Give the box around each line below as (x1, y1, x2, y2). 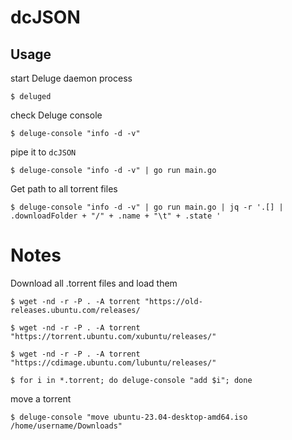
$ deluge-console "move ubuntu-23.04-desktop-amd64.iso (10, 412, 248, 422)
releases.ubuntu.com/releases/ (10, 305, 141, 315)
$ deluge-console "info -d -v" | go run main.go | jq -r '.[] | (10, 202, 284, 212)
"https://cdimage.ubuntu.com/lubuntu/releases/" (10, 357, 217, 368)
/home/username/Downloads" (10, 421, 123, 431)
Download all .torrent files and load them (10, 277, 178, 289)
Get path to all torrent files (10, 183, 118, 195)
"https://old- (144, 296, 203, 306)
